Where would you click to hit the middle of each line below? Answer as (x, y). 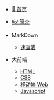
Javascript (33, 91)
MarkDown (25, 35)
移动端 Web (34, 85)
